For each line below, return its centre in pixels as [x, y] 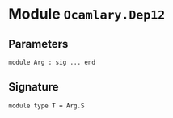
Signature [34, 87]
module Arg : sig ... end [52, 62]
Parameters [38, 44]
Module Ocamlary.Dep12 [87, 14]
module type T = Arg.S [46, 106]
